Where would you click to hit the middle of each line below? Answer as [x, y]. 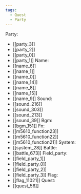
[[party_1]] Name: [31, 61]
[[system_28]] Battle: [35, 148]
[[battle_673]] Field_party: [40, 153]
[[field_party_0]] [30, 164]
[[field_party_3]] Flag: [35, 175]
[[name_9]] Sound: [32, 99]
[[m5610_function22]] [36, 137]
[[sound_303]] [28, 110]
